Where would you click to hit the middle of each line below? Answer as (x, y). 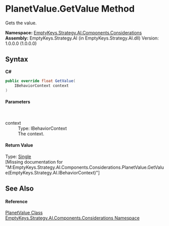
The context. (31, 134)
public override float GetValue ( (40, 81)
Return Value (19, 145)
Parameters (18, 101)
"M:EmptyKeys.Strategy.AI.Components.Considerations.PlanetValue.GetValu (85, 167)
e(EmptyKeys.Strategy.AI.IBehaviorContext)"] (53, 172)
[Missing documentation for (34, 162)
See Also (19, 189)
